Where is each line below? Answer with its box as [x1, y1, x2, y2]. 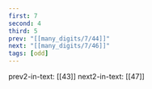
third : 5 [8, 27, 38, 35]
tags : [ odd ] [8, 49, 49, 57]
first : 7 [8, 11, 38, 20]
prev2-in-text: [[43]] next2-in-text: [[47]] [8, 72, 146, 81]
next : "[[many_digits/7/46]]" [8, 42, 111, 50]
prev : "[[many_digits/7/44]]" [8, 34, 111, 43]
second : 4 [8, 19, 42, 28]
